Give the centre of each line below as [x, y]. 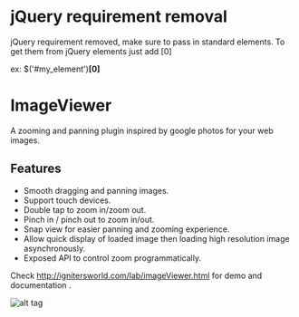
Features [36, 169]
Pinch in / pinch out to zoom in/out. [89, 219]
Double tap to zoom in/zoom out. [85, 209]
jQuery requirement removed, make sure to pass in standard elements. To [148, 42]
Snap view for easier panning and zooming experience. [126, 229]
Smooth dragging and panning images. [96, 190]
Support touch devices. [67, 200]
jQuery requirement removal [119, 17]
